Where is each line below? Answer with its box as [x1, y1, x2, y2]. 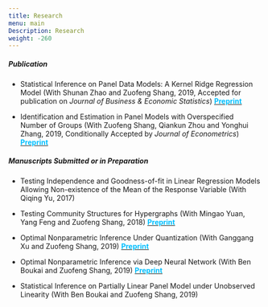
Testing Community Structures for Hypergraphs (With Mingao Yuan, [19, 209, 245, 219]
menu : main [8, 19, 45, 27]
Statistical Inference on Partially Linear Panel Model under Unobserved [19, 281, 255, 291]
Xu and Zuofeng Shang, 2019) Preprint [19, 242, 150, 252]
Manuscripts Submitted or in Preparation [8, 156, 149, 166]
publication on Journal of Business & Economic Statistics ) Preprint [19, 96, 242, 106]
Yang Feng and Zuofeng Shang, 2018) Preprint [19, 218, 175, 227]
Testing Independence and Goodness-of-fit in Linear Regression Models [19, 176, 261, 186]
